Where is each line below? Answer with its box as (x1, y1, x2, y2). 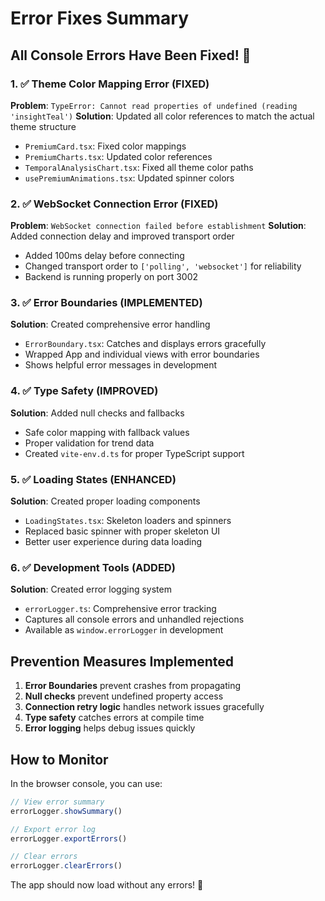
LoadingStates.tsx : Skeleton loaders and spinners (24, 515, 232, 527)
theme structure (10, 120, 77, 132)
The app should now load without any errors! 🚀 (10, 879, 204, 891)
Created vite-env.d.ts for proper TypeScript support (24, 447, 245, 459)
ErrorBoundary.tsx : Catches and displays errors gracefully (24, 338, 267, 350)
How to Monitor (10, 751, 109, 768)
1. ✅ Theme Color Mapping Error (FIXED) (10, 77, 210, 91)
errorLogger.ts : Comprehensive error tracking (24, 603, 217, 615)
